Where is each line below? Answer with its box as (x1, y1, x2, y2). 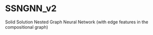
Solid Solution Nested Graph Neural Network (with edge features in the (5, 19, 149, 25)
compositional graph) (5, 24, 48, 30)
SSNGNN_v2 (5, 3, 57, 14)
